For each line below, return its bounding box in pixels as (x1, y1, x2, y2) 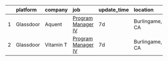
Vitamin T (44, 42, 67, 48)
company (44, 6, 68, 13)
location (133, 6, 154, 13)
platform (15, 6, 37, 13)
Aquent (44, 21, 62, 28)
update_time (98, 6, 129, 13)
